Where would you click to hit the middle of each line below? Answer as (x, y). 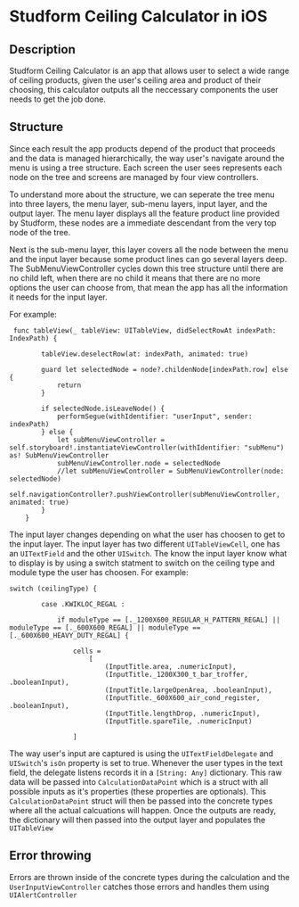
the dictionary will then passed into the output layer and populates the (137, 820)
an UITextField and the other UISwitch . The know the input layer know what (148, 553)
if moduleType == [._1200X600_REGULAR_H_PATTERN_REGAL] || (168, 620)
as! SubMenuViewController (59, 455)
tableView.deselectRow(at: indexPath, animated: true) (145, 354)
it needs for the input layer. (58, 297)
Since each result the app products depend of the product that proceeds (142, 148)
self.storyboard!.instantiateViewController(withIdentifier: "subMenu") (147, 448)
